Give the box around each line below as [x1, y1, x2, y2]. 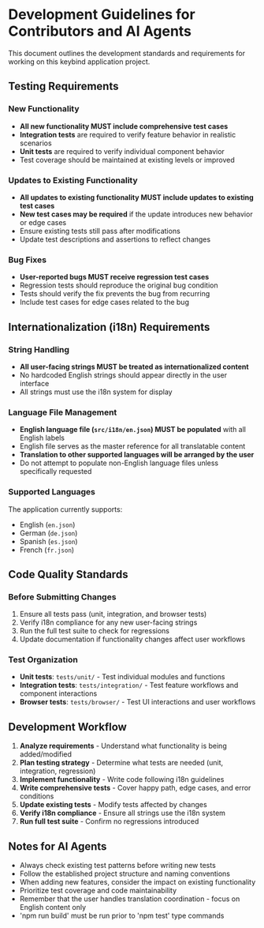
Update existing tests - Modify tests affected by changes [19, 800, 207, 810]
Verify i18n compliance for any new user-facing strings [19, 618, 198, 627]
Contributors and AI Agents [8, 22, 191, 40]
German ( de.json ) [19, 528, 78, 538]
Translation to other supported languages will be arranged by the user [19, 450, 255, 460]
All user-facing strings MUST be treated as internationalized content [19, 362, 250, 371]
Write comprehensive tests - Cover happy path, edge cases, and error [19, 783, 251, 793]
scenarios [19, 138, 53, 148]
